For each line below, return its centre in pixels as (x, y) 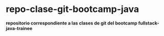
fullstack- (149, 23)
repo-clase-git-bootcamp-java (73, 9)
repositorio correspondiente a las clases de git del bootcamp (72, 23)
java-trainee (19, 28)
